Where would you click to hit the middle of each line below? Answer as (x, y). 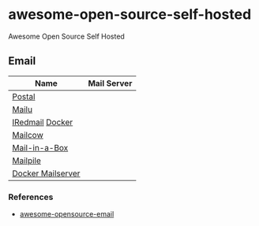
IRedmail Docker (43, 122)
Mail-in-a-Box (40, 147)
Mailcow (28, 135)
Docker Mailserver (46, 173)
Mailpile (27, 161)
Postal (24, 96)
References (31, 197)
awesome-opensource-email (67, 214)
